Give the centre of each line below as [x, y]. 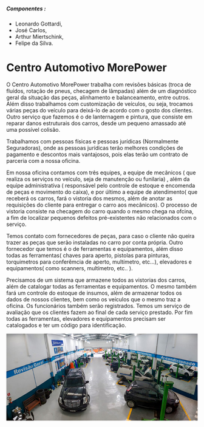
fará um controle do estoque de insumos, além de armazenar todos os [94, 293]
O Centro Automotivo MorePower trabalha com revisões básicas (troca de [99, 84]
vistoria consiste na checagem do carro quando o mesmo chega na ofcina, [100, 211]
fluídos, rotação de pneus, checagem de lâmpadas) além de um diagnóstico [101, 91]
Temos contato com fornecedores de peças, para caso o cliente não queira [100, 236]
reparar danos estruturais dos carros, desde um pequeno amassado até [96, 123]
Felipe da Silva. [34, 43]
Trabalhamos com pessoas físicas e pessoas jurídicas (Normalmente [93, 141]
